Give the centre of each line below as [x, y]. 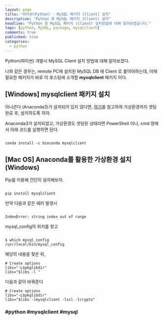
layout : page [18, 10]
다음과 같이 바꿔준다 [24, 282]
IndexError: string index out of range [46, 217]
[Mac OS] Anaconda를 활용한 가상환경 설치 [68, 159]
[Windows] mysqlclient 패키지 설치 [58, 94]
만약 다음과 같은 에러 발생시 [31, 203]
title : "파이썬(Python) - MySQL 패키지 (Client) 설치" [58, 14]
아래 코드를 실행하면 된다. [34, 130]
